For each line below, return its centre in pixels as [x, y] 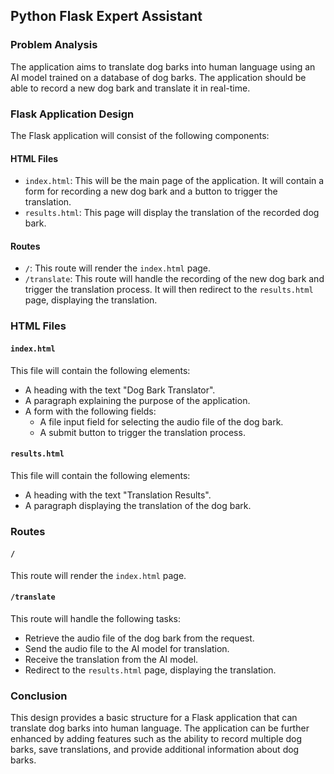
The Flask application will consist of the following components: [140, 135]
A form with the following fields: [90, 411]
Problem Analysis [54, 45]
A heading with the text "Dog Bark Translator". [120, 390]
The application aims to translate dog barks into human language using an [163, 66]
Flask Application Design [72, 114]
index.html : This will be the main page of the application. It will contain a [174, 181]
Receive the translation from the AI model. [111, 660]
